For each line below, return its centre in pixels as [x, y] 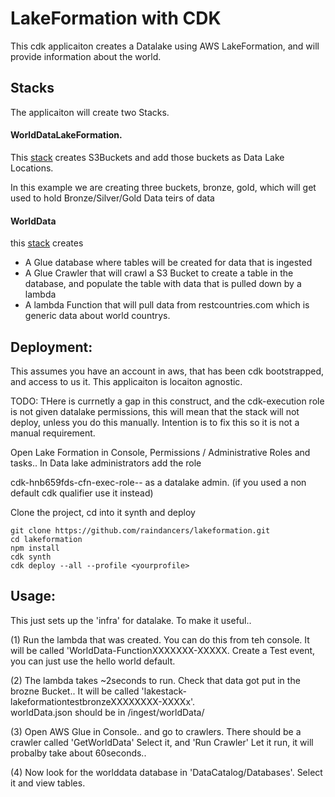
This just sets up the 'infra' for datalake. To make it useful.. [131, 620]
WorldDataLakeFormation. [66, 135]
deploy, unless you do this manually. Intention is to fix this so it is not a [155, 422]
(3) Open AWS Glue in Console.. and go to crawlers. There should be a [156, 731]
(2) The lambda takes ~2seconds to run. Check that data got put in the [155, 680]
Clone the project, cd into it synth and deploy [103, 512]
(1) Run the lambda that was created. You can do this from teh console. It [160, 639]
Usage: [33, 596]
